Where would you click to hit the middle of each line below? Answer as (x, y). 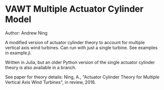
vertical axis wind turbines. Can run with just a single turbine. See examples (81, 47)
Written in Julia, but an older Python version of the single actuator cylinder (80, 62)
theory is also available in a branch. (41, 67)
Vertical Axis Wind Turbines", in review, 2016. (51, 82)
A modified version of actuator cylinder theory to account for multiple (75, 42)
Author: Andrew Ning (26, 33)
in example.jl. (18, 53)
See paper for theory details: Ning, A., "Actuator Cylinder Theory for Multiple (82, 77)
